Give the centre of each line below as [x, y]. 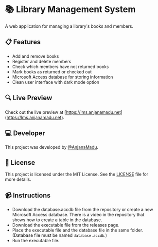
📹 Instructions [28, 195]
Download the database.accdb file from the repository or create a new [82, 209]
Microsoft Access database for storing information [62, 77]
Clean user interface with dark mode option [56, 82]
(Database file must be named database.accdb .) [60, 235]
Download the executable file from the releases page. [66, 225]
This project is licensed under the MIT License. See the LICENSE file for [77, 174]
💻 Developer [25, 133]
